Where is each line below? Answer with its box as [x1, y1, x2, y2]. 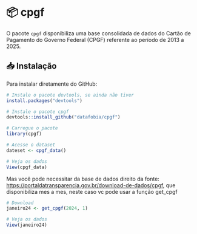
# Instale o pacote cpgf [6, 108, 69, 115]
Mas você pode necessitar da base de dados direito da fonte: [6, 175, 159, 182]
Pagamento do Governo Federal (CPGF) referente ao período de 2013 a [6, 36, 184, 43]
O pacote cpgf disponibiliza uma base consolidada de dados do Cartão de [6, 29, 191, 37]
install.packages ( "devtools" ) [6, 97, 83, 104]
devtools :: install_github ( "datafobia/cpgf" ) [6, 114, 121, 120]
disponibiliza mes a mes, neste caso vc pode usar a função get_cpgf [6, 188, 178, 195]
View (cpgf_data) [6, 164, 47, 170]
